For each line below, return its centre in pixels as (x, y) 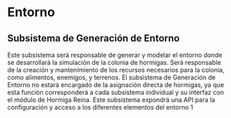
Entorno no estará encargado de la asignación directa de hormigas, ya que (115, 85)
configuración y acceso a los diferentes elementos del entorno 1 (100, 107)
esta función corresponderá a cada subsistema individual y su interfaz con (115, 92)
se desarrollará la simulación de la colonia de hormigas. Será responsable (114, 63)
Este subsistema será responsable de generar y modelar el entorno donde (115, 55)
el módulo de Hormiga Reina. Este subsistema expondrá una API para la (111, 100)
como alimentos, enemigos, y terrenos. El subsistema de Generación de (112, 77)
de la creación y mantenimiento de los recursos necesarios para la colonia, (116, 70)
